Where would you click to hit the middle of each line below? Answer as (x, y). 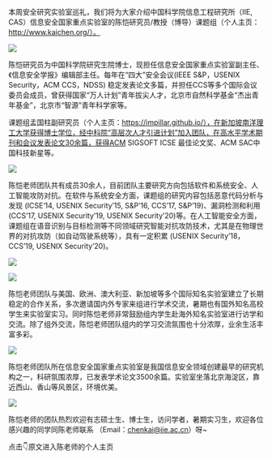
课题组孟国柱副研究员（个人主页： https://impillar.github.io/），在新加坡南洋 (132, 122)
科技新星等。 (36, 153)
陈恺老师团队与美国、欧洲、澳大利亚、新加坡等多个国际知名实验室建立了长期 (136, 294)
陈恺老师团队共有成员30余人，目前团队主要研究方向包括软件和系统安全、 (130, 185)
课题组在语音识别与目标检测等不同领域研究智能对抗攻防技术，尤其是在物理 (132, 226)
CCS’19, (21, 246)
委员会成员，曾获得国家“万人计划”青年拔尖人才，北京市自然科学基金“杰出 (130, 95)
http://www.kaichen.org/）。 (55, 32)
